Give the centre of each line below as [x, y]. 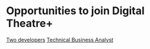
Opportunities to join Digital [76, 11]
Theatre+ [30, 23]
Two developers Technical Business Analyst [60, 40]
